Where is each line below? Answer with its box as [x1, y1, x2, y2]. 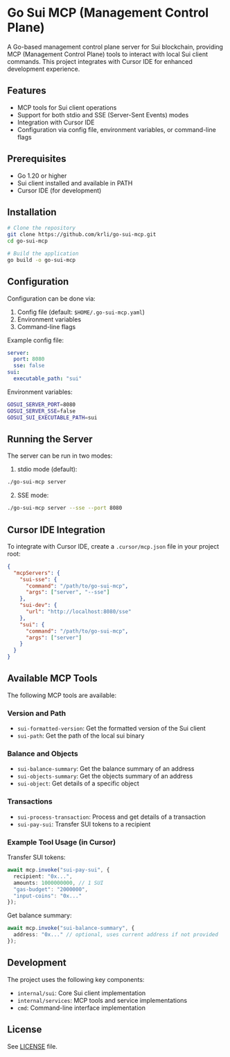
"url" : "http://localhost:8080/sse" [25, 608, 132, 615]
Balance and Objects [7, 749, 78, 758]
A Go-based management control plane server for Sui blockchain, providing [7, 42, 224, 51]
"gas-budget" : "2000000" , [13, 885, 89, 893]
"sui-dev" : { [19, 602, 57, 609]
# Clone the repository [7, 224, 76, 232]
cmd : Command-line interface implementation [17, 1004, 145, 1012]
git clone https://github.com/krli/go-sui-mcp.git [7, 231, 157, 238]
